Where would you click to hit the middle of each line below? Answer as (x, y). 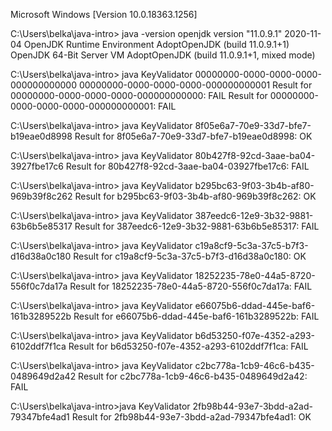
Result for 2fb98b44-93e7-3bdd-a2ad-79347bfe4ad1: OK (191, 417)
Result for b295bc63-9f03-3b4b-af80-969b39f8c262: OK (195, 196)
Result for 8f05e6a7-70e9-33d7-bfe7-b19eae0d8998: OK (193, 136)
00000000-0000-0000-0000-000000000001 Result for (195, 85)
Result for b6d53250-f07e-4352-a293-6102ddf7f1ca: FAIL (188, 346)
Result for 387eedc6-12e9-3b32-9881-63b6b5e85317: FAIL (197, 226)
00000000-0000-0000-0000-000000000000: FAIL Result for (139, 95)
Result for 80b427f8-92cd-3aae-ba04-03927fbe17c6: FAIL (187, 166)
